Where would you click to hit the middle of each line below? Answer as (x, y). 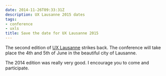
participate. (17, 68)
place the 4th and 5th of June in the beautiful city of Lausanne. (71, 53)
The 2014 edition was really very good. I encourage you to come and (77, 63)
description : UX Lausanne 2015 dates (45, 15)
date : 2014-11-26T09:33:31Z (35, 10)
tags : (11, 19)
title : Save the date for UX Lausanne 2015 (52, 33)
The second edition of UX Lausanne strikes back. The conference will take (83, 48)
